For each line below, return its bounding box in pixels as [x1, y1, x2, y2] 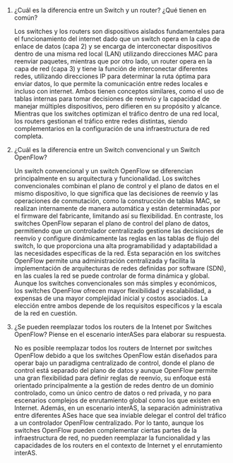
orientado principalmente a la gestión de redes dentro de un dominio [13, 381, 214, 390]
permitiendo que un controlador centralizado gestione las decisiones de [13, 227, 224, 235]
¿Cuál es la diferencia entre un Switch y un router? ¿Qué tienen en [13, 6, 207, 14]
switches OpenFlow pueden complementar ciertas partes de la [13, 426, 198, 434]
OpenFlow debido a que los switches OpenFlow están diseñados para [13, 352, 217, 359]
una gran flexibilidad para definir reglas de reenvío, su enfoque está [13, 374, 212, 382]
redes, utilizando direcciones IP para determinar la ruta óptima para [13, 72, 210, 80]
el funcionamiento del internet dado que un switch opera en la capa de [13, 35, 220, 43]
